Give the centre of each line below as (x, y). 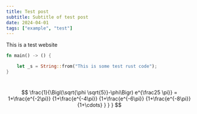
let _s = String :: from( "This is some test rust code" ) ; (87, 66)
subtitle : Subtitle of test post (47, 17)
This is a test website (32, 45)
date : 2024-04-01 (28, 22)
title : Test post (28, 12)
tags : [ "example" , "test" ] (39, 28)
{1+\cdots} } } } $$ (99, 105)
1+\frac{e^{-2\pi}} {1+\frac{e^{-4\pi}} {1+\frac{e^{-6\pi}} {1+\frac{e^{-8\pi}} (99, 99)
